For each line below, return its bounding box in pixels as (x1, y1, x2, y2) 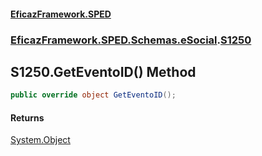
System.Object (10, 134, 71, 146)
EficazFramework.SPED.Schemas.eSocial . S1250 (10, 33, 252, 47)
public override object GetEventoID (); (10, 90, 177, 100)
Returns (10, 111, 45, 124)
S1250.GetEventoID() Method (10, 63, 197, 80)
